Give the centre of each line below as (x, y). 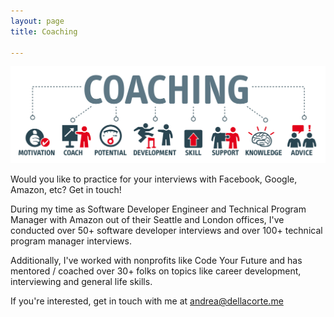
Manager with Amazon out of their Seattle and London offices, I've (147, 220)
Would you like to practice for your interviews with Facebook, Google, (154, 179)
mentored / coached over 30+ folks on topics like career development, (156, 271)
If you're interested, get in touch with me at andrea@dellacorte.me (147, 301)
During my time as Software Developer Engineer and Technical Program (158, 209)
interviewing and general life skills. (81, 282)
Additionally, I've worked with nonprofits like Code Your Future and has (156, 261)
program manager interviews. (71, 241)
